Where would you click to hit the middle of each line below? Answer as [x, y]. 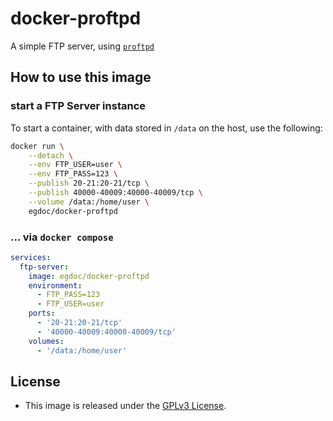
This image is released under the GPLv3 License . [125, 406]
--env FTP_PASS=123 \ [73, 174]
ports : [42, 313]
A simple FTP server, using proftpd [82, 46]
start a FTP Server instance [78, 106]
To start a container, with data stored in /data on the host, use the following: [166, 128]
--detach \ [51, 155]
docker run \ [37, 146]
